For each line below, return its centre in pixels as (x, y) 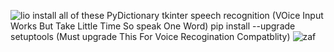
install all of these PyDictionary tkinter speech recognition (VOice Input (178, 15)
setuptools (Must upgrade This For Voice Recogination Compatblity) (150, 36)
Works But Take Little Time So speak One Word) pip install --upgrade (153, 26)
